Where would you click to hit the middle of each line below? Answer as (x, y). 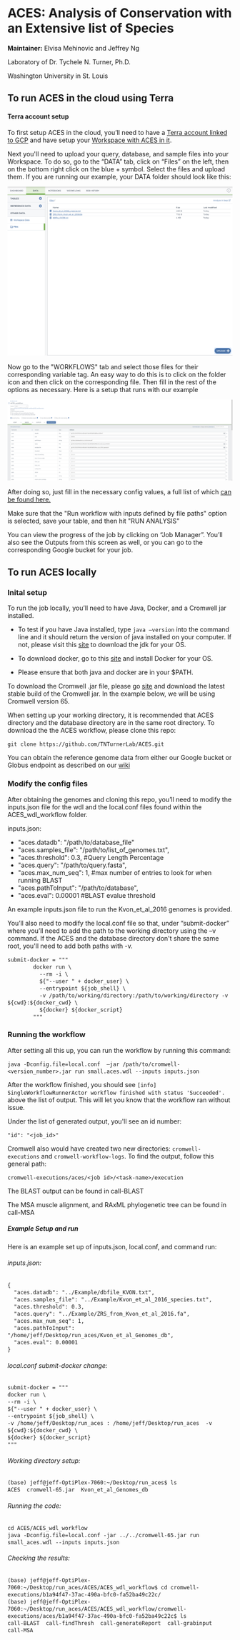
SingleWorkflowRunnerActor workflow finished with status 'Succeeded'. (116, 1093)
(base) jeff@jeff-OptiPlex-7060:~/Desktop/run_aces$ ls (92, 1483)
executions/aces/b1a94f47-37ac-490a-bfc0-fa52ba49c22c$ (92, 1616)
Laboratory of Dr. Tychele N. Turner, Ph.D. (69, 61)
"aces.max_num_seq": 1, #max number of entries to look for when (115, 872)
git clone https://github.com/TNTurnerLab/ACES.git (86, 744)
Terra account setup (38, 116)
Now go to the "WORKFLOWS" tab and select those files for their (103, 367)
